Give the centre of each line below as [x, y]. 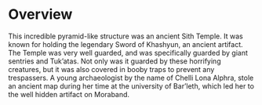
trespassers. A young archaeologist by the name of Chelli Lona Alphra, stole [131, 78]
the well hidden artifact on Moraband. [69, 94]
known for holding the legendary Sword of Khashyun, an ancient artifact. [126, 44]
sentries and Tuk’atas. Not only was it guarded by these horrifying [115, 61]
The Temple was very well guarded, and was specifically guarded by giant [128, 52]
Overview [40, 14]
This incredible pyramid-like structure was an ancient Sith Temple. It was [126, 36]
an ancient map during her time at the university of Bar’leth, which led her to [131, 86]
